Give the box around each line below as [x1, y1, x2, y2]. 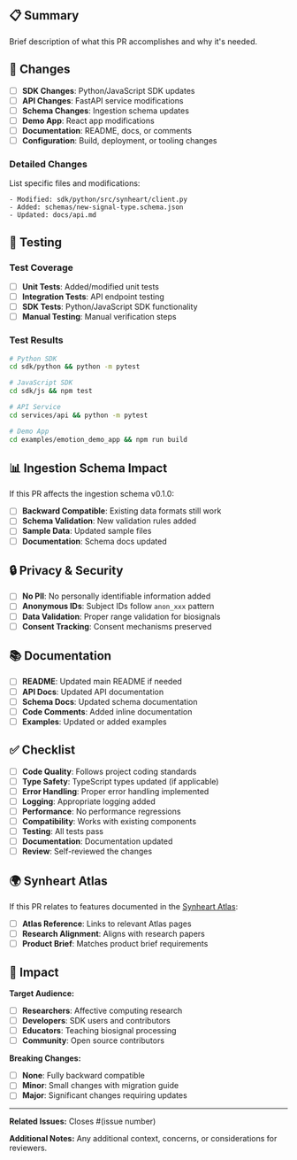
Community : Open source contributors [21, 1035, 165, 1046]
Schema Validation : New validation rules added [21, 515, 197, 526]
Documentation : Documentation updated [21, 836, 173, 847]
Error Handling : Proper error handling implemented [21, 785, 209, 796]
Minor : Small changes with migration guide [21, 1080, 179, 1091]
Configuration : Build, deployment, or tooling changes [21, 135, 217, 145]
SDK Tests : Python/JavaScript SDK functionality [21, 301, 198, 313]
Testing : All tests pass [21, 825, 104, 836]
